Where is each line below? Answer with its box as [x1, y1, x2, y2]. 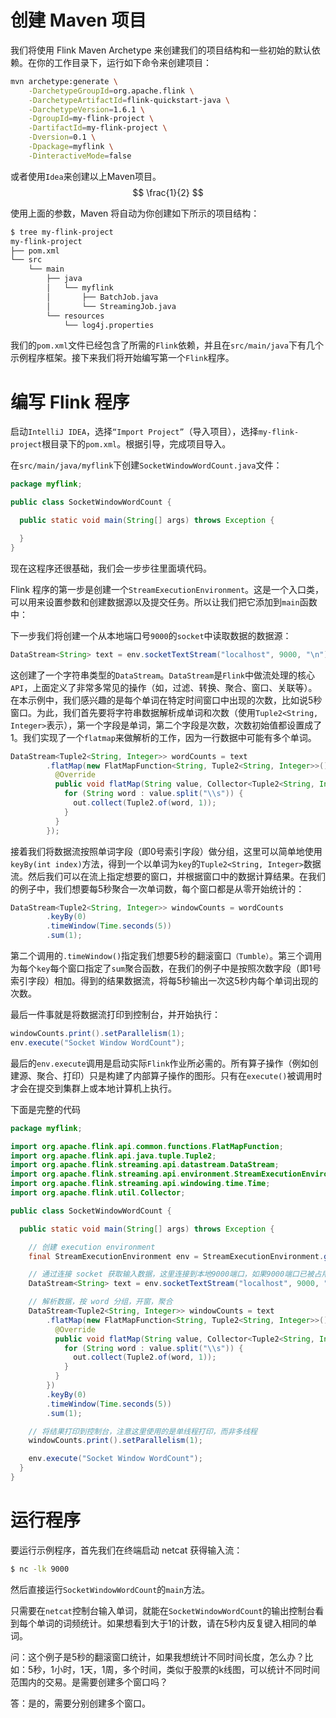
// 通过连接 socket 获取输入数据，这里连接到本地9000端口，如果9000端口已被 [28, 1269, 315, 1280]
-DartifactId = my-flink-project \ [28, 123, 168, 133]
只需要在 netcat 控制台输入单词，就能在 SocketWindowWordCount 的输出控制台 [10, 1604, 316, 1616]
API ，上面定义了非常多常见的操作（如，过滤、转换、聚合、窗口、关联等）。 [10, 681, 318, 693]
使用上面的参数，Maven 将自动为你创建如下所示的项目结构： [10, 207, 260, 219]
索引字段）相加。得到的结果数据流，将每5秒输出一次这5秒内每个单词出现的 [10, 975, 319, 986]
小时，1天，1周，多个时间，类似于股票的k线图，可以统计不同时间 [53, 1663, 321, 1675]
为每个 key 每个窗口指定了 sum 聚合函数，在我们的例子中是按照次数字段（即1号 [10, 962, 322, 974]
